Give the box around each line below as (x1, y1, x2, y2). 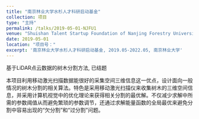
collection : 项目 (6, 14, 47, 20)
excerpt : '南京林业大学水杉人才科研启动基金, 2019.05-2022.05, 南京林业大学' (6, 47, 183, 53)
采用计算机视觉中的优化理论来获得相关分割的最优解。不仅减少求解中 (21, 91, 188, 98)
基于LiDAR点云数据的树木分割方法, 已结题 (6, 64, 107, 71)
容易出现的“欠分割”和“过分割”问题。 (16, 106, 104, 113)
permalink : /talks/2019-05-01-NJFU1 (6, 25, 97, 31)
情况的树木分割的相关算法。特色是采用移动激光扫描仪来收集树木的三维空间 (6, 84, 188, 91)
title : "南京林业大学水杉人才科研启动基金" (6, 8, 101, 15)
